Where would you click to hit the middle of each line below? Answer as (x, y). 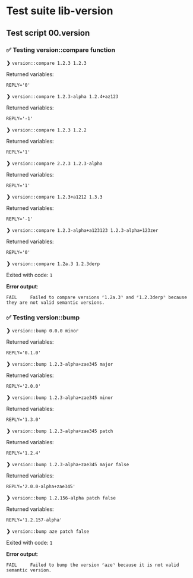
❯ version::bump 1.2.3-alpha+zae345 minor (60, 397)
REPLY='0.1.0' (24, 353)
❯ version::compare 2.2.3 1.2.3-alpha (54, 163)
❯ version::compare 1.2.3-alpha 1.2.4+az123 (62, 96)
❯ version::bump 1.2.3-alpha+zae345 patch (60, 431)
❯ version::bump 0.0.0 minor (42, 331)
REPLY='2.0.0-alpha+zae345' (41, 487)
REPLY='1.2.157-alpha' (34, 520)
